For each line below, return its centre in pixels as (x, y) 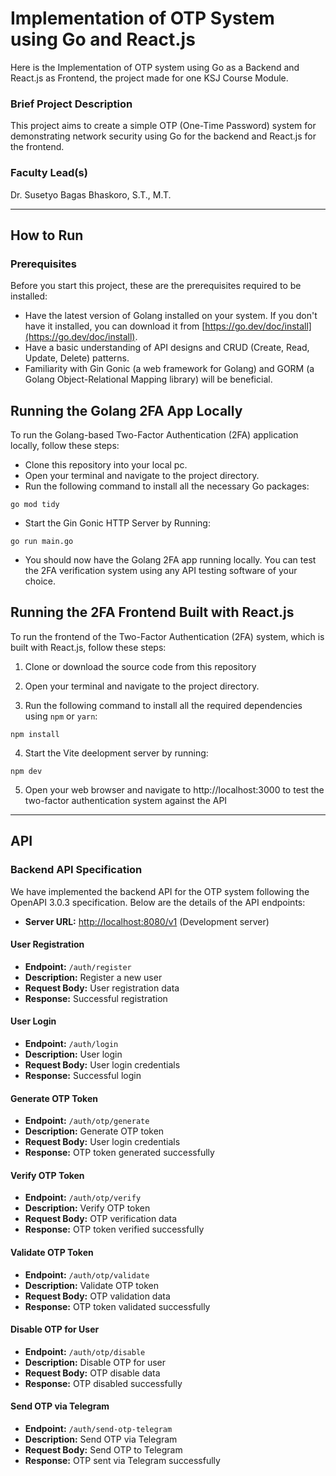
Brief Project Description (71, 104)
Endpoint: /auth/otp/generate (87, 1121)
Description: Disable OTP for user (95, 1362)
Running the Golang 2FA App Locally (126, 410)
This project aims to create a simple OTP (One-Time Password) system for (163, 126)
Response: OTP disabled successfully (103, 1383)
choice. (40, 581)
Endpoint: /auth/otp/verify (83, 1198)
